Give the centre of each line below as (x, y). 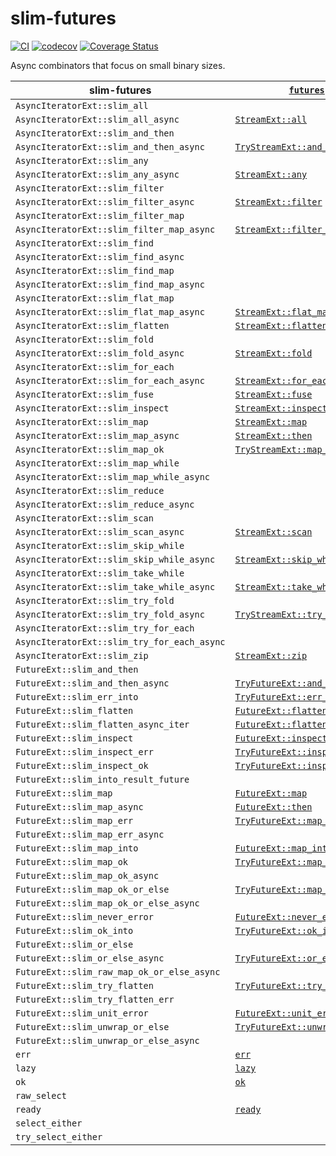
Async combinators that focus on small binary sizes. (118, 65)
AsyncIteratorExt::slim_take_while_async (115, 586)
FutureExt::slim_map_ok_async (87, 875)
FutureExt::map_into (283, 848)
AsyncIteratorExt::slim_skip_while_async (115, 559)
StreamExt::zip (271, 655)
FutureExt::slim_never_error (84, 916)
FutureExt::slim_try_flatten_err (95, 999)
